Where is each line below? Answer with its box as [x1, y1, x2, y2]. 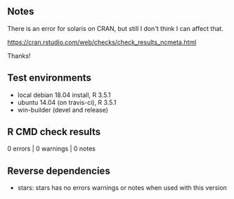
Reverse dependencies [7, 165, 110, 176]
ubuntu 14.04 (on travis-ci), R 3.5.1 [17, 98, 117, 106]
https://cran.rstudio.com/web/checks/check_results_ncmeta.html [7, 38, 197, 46]
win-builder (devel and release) [17, 105, 109, 114]
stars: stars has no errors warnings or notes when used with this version [17, 184, 227, 192]
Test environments [7, 72, 91, 84]
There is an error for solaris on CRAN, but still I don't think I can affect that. [7, 24, 223, 32]
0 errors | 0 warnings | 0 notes [7, 144, 96, 153]
